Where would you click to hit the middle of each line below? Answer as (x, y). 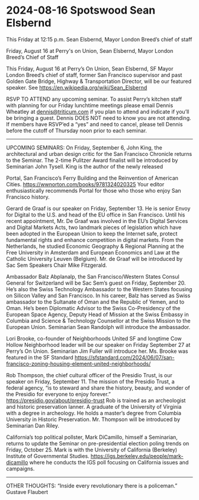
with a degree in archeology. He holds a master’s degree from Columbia (94, 413)
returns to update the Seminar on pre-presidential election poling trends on (98, 443)
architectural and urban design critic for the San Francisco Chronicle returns (99, 154)
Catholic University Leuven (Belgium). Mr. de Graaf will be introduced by (94, 259)
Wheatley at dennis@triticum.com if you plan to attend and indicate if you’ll (98, 112)
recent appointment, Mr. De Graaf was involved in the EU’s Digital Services (97, 221)
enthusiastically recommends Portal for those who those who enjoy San (94, 190)
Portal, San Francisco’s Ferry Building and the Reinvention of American (92, 178)
